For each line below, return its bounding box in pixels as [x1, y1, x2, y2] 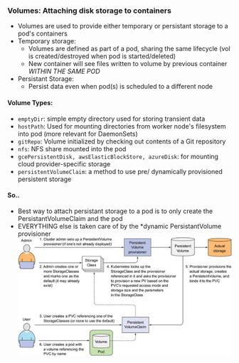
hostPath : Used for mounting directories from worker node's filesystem [17, 121, 226, 130]
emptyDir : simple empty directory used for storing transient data [17, 114, 206, 123]
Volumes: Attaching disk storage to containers [7, 6, 172, 16]
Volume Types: [7, 98, 53, 107]
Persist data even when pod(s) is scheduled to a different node [28, 82, 213, 91]
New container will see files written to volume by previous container [28, 60, 228, 68]
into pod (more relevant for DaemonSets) [17, 129, 139, 138]
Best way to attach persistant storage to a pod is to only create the [17, 207, 213, 215]
